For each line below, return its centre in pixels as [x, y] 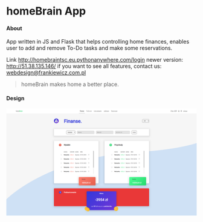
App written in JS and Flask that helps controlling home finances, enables [98, 42]
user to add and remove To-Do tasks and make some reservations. [89, 48]
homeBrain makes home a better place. [70, 84]
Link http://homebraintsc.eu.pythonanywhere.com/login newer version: [95, 60]
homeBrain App [46, 11]
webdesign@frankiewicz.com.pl [46, 73]
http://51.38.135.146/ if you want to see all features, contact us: [84, 66]
